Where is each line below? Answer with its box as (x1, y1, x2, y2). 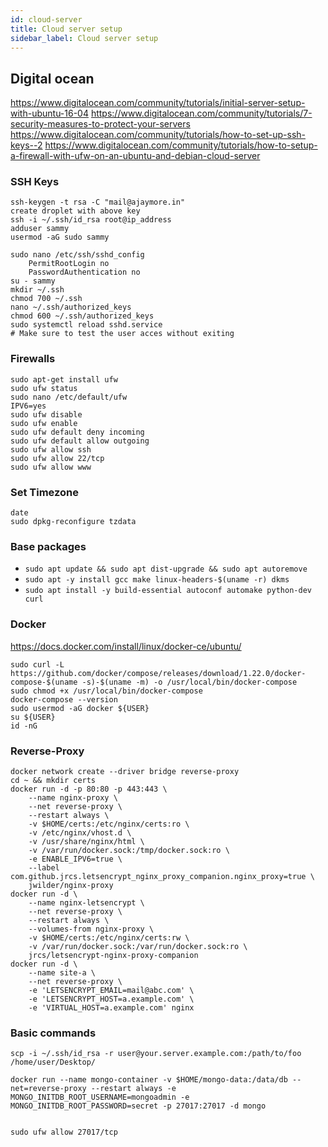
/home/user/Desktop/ (10, 1057, 97, 1068)
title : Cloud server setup (10, 24, 123, 34)
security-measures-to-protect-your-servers (10, 118, 191, 130)
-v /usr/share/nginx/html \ (28, 836, 145, 846)
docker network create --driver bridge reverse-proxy (10, 766, 240, 776)
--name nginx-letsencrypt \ (28, 897, 145, 908)
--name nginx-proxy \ (28, 792, 118, 803)
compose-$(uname (10, 677, 78, 687)
